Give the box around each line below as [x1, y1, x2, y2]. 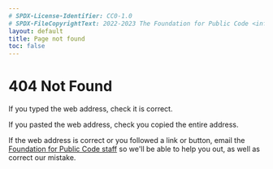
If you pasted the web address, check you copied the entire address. [8, 119, 239, 130]
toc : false [8, 42, 45, 50]
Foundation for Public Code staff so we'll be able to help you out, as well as [8, 144, 260, 154]
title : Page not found [8, 34, 85, 43]
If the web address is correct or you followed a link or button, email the [8, 136, 245, 145]
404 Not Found [8, 77, 113, 96]
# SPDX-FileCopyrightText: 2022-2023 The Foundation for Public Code [8, 19, 249, 28]
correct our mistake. [8, 153, 76, 162]
